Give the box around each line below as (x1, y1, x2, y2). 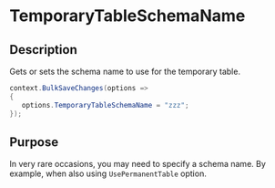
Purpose (9, 134, 59, 150)
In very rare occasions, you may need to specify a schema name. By (9, 159, 267, 170)
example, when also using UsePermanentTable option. (9, 168, 207, 179)
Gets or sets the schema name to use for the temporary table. (9, 66, 241, 77)
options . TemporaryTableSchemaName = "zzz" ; (21, 100, 189, 110)
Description (9, 42, 77, 57)
